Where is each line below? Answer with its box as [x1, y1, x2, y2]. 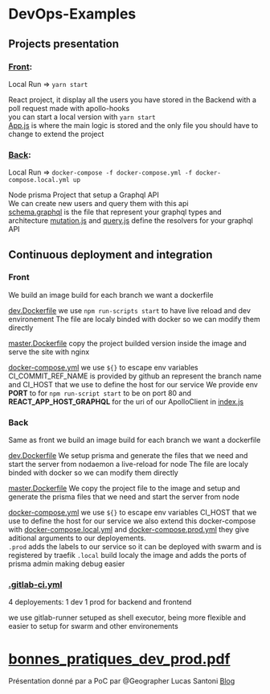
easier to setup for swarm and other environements [8, 622, 178, 631]
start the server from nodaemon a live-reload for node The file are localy [8, 460, 249, 469]
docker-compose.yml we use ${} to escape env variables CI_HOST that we [8, 508, 257, 518]
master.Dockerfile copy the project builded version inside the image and [8, 338, 247, 348]
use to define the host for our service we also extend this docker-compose [8, 516, 256, 526]
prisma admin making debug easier [8, 559, 125, 568]
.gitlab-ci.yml [8, 579, 63, 590]
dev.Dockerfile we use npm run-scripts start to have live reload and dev [8, 305, 252, 315]
